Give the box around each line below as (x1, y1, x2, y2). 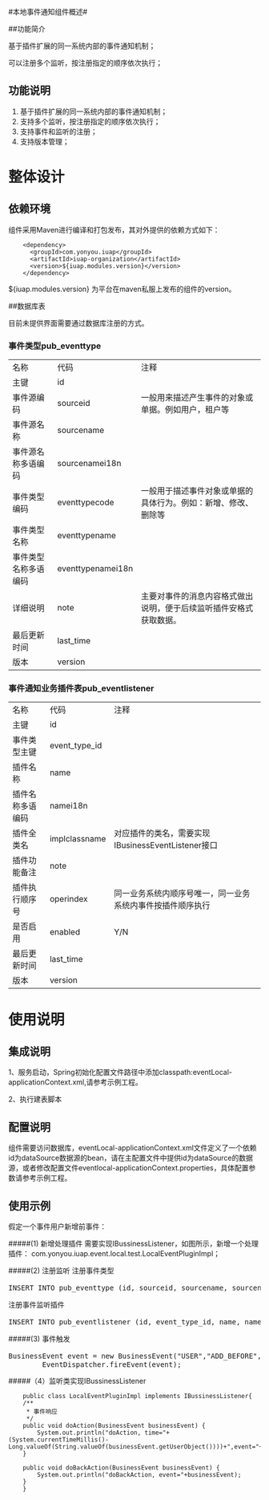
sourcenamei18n (57, 458, 122, 469)
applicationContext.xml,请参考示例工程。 (8, 1077, 143, 1087)
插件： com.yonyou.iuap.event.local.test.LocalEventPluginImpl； (8, 1249, 221, 1259)
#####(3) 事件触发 (8, 1334, 70, 1344)
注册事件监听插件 (8, 1300, 65, 1310)
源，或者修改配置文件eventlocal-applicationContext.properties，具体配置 (8, 1163, 249, 1173)
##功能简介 (8, 24, 46, 34)
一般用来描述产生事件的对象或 (141, 392, 254, 403)
